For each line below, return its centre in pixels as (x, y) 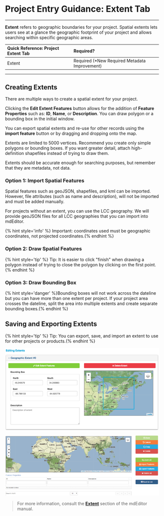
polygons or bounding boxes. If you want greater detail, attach (68, 148)
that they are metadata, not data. (38, 168)
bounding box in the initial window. (40, 119)
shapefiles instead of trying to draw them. (67, 153)
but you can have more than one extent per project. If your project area (76, 298)
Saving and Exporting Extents (51, 324)
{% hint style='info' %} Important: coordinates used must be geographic (78, 231)
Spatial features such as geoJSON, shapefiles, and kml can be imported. (78, 191)
